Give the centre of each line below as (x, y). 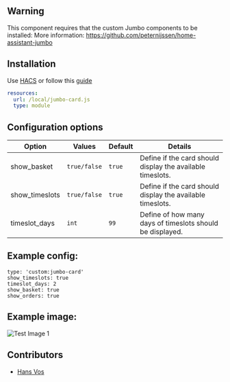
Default (121, 147)
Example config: (43, 256)
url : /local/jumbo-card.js (52, 99)
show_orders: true (33, 296)
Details (180, 147)
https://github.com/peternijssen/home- (141, 35)
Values (84, 147)
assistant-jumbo (30, 42)
